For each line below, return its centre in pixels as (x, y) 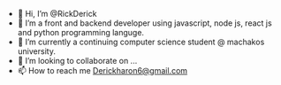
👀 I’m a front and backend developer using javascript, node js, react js (144, 23)
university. (36, 51)
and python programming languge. (80, 32)
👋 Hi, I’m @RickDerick (57, 14)
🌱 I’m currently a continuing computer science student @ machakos (141, 42)
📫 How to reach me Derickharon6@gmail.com (103, 70)
